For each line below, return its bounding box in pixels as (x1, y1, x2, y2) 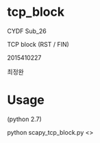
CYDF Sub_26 (7, 27, 47, 35)
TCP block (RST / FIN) (7, 40, 70, 48)
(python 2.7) (7, 115, 42, 123)
